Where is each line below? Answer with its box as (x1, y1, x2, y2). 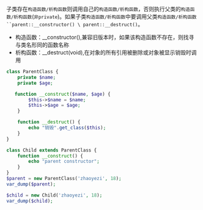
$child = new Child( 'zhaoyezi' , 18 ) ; (6, 192, 103, 198)
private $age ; (17, 80, 53, 86)
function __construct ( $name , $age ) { (14, 91, 111, 97)
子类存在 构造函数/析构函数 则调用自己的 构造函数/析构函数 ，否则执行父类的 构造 (6, 5, 191, 12)
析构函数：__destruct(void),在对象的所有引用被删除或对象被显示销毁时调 (15, 49, 197, 56)
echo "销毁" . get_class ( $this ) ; (28, 125, 106, 131)
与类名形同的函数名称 (15, 42, 69, 48)
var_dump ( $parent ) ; (6, 181, 56, 187)
